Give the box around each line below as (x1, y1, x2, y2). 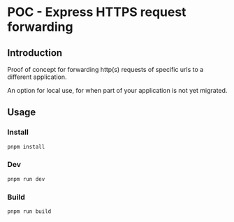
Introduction (7, 47, 63, 59)
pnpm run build (7, 208, 52, 215)
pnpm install (7, 143, 45, 150)
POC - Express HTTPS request (7, 4, 187, 20)
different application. (7, 73, 67, 81)
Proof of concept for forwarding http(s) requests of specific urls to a (7, 66, 204, 73)
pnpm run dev (7, 175, 45, 182)
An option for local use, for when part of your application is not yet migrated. (7, 87, 228, 94)
